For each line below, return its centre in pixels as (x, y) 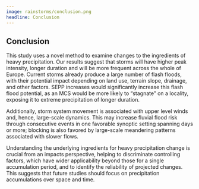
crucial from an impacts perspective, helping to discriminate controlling (93, 155)
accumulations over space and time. (50, 179)
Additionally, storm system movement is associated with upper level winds (97, 111)
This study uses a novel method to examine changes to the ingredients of (96, 56)
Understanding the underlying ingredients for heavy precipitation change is (98, 148)
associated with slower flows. (42, 137)
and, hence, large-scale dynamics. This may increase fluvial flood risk (92, 118)
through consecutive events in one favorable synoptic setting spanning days (99, 124)
